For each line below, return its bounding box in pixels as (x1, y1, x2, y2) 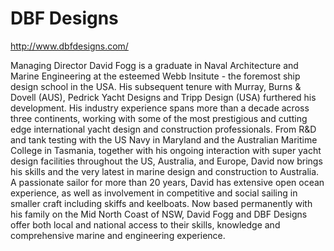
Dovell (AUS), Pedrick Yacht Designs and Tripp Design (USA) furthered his (10, 91, 317, 103)
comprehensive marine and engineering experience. (10, 229, 226, 241)
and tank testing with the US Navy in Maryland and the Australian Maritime (10, 133, 318, 146)
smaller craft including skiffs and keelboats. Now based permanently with (10, 197, 313, 209)
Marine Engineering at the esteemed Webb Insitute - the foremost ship (10, 70, 301, 82)
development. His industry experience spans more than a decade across (10, 102, 310, 114)
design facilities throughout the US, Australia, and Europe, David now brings (10, 155, 323, 167)
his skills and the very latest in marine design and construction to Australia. (10, 165, 320, 177)
